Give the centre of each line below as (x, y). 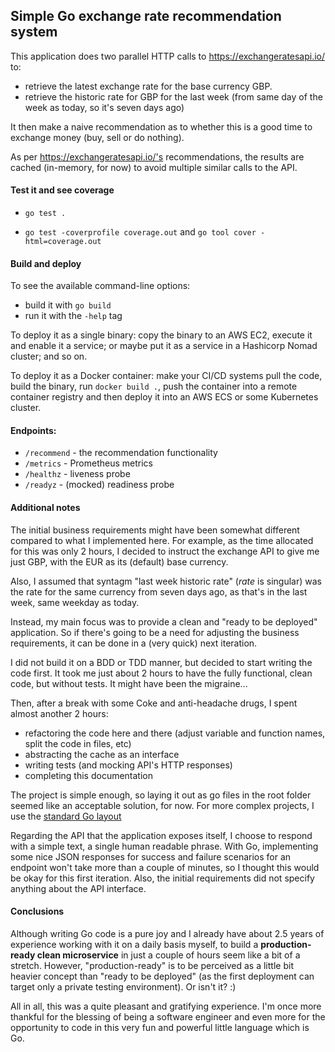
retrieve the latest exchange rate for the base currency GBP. (148, 86)
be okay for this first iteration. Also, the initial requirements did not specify (162, 878)
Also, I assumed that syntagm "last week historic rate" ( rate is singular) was (166, 581)
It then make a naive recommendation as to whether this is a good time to (161, 126)
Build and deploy (46, 263)
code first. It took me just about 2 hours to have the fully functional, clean (161, 673)
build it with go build (68, 305)
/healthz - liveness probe (77, 474)
